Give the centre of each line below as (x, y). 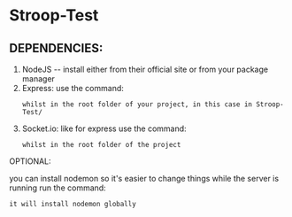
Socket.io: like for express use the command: (104, 128)
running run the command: (58, 188)
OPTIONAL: (30, 161)
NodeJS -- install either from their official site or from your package (145, 69)
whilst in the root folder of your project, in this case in (137, 105)
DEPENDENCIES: (56, 48)
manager (38, 79)
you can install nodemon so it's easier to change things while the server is (144, 178)
